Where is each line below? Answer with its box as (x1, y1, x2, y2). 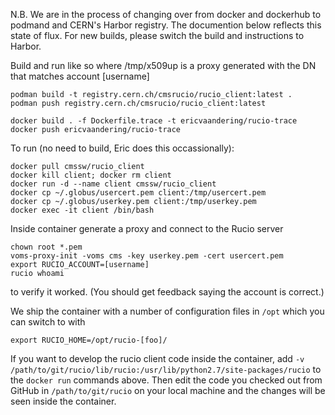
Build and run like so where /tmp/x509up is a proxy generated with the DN (10, 60, 317, 71)
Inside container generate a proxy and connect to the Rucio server (10, 223, 284, 234)
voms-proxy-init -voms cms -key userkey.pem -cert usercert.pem (10, 251, 284, 261)
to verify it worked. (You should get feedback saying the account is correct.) (10, 286, 325, 298)
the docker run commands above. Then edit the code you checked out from (10, 374, 323, 386)
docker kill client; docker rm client (10, 170, 172, 180)
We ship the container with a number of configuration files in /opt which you (10, 305, 325, 317)
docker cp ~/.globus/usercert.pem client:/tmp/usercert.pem (10, 188, 267, 198)
